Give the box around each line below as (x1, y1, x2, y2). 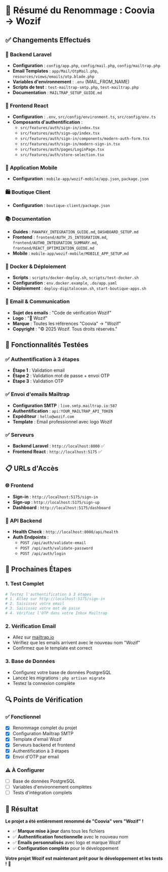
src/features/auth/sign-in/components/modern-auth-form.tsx (20, 136, 150, 141)
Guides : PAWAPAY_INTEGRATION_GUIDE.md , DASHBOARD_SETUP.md (12, 229, 139, 235)
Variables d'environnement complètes (12, 784, 92, 790)
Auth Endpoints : (12, 534, 49, 540)
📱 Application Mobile (5, 164, 58, 171)
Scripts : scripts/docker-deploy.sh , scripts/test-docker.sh (12, 275, 139, 281)
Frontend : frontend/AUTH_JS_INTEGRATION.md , (12, 234, 108, 240)
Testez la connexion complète (12, 680, 75, 686)
